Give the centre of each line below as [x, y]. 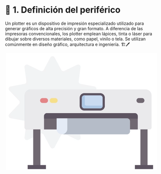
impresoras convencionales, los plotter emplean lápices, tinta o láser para [79, 34]
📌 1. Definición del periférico [63, 10]
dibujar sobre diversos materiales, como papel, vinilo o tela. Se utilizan [75, 39]
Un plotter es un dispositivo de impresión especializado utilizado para [74, 23]
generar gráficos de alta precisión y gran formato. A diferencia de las [74, 28]
